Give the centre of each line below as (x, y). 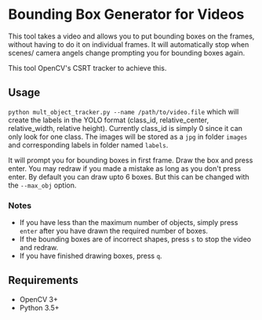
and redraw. (39, 248)
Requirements (43, 280)
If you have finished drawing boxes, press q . (91, 256)
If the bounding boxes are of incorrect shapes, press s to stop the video (135, 239)
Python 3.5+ (40, 307)
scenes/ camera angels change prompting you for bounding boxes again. (127, 53)
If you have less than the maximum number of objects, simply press (129, 223)
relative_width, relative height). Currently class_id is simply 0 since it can (126, 128)
